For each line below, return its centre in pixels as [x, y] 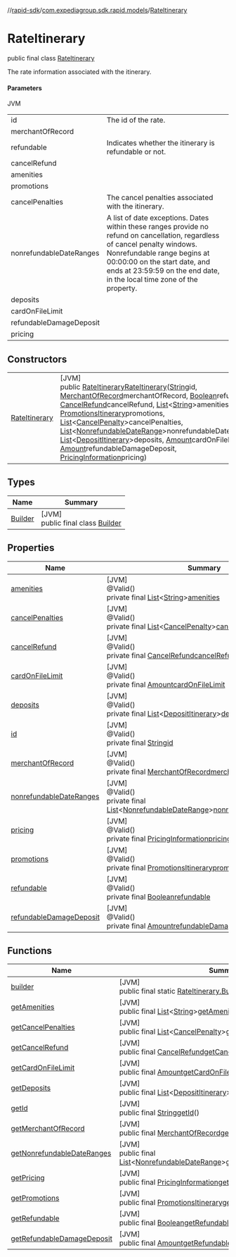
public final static [147, 991]
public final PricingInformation [169, 1182]
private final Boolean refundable [158, 896]
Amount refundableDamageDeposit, [118, 448]
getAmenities [33, 1007]
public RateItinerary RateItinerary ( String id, [129, 387]
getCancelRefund [40, 1048]
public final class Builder [81, 523]
